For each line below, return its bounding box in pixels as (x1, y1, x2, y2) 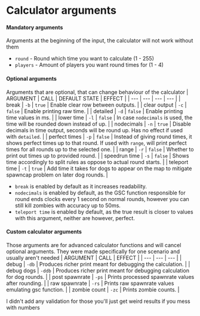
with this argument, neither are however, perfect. (14, 214, 136, 221)
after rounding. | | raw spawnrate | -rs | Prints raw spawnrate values (6, 279, 174, 287)
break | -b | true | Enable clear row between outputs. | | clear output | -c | (6, 101, 187, 108)
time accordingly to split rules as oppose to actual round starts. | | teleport (6, 158, 189, 165)
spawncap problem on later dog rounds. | (6, 171, 109, 178)
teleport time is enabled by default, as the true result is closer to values (14, 208, 193, 215)
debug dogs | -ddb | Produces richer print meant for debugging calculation (6, 267, 190, 274)
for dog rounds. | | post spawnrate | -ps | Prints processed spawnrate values (6, 273, 195, 280)
